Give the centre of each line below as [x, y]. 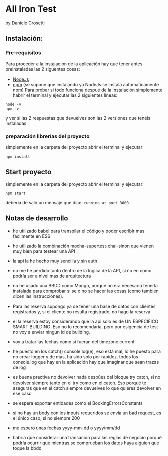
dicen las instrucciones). [38, 296]
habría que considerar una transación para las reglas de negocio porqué [87, 437]
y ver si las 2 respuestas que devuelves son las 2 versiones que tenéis [78, 118]
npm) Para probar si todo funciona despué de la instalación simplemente [88, 90]
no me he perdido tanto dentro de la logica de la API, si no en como [82, 270]
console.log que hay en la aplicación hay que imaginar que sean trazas [86, 362]
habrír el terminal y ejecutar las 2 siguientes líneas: [65, 95]
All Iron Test [31, 9]
